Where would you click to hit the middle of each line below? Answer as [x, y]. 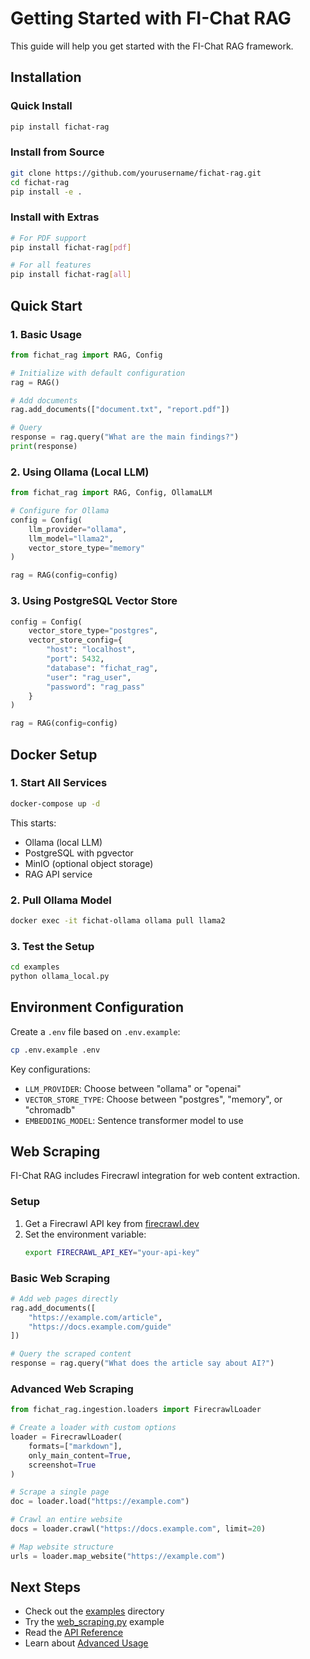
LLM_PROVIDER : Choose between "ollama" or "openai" [133, 1088]
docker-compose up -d [55, 803]
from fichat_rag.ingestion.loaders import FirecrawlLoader [136, 1410]
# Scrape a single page [60, 1492]
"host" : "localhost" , [91, 650]
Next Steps [45, 1587]
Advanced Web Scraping [72, 1389]
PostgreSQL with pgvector [79, 853]
